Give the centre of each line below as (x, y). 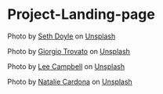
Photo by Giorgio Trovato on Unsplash (69, 51)
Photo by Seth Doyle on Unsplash (62, 36)
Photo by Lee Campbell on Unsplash (66, 66)
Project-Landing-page (81, 14)
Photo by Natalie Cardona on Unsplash (70, 81)
